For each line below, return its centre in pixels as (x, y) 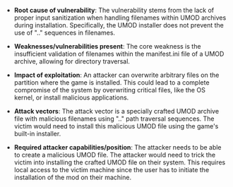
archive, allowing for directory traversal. (72, 61)
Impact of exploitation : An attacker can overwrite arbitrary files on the (116, 75)
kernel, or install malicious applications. (71, 97)
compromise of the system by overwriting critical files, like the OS (110, 90)
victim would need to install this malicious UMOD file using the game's (116, 126)
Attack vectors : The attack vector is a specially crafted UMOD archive (116, 111)
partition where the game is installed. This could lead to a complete (112, 83)
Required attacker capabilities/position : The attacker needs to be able (118, 147)
